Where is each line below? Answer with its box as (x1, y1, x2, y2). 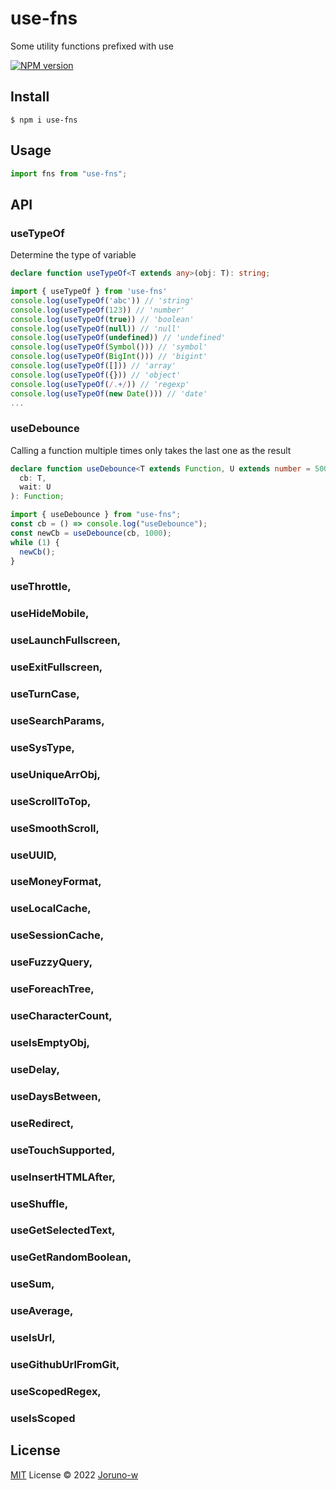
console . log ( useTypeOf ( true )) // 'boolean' (10, 314, 195, 324)
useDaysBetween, (10, 1089, 102, 1103)
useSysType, (10, 740, 75, 754)
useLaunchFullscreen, (10, 633, 122, 647)
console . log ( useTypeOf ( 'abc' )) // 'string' (10, 295, 195, 306)
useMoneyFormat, (10, 875, 102, 889)
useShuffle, (10, 1197, 69, 1211)
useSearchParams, (10, 713, 105, 727)
